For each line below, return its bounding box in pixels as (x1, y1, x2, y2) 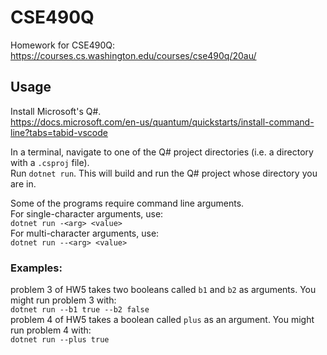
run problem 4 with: (10, 324, 92, 336)
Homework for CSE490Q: (10, 39, 115, 51)
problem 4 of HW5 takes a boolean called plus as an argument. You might (10, 314, 315, 326)
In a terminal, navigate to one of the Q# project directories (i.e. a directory (10, 146, 314, 158)
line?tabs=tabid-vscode (10, 126, 108, 138)
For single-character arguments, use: (10, 207, 164, 220)
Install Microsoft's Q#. (10, 105, 102, 117)
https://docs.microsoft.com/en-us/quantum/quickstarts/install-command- (10, 116, 315, 128)
